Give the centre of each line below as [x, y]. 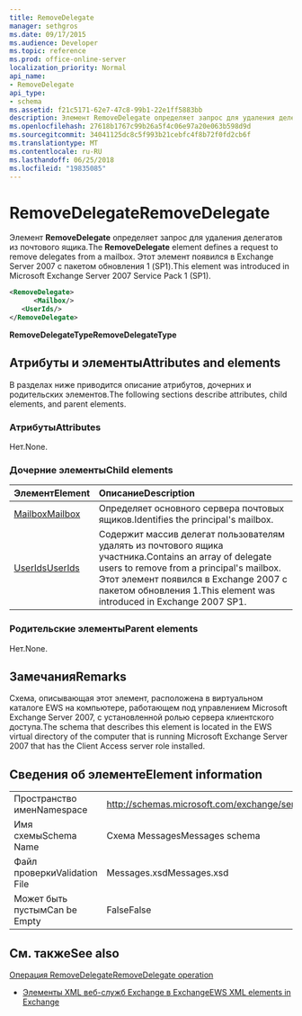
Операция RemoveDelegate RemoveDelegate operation [111, 975]
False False [129, 910]
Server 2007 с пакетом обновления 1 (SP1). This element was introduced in [149, 266]
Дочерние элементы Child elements [91, 470]
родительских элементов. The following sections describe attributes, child [148, 394]
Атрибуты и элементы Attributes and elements [145, 363]
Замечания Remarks [68, 676]
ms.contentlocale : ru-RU [56, 151]
